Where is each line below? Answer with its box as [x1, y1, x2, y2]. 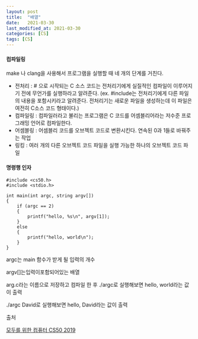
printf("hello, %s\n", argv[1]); [27, 214, 110, 220]
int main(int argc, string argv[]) [6, 193, 94, 199]
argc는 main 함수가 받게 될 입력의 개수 [6, 256, 95, 263]
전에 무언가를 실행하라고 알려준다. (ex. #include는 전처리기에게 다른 [21, 90, 178, 97]
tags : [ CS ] [6, 36, 33, 42]
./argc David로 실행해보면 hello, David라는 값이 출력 [6, 301, 128, 309]
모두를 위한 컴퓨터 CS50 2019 [6, 327, 76, 334]
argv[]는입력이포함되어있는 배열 [6, 268, 80, 276]
